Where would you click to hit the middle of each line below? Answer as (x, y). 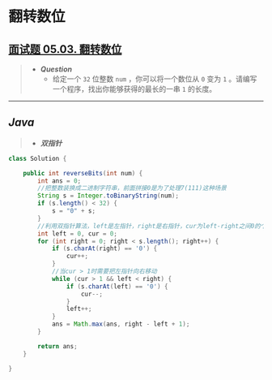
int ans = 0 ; (59, 181)
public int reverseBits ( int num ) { (83, 173)
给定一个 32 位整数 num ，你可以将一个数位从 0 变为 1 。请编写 (155, 79)
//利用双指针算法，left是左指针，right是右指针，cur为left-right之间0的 (149, 226)
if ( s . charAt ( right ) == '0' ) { (104, 248)
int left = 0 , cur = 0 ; (77, 233)
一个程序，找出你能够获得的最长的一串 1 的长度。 (134, 89)
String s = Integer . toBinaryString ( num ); (108, 196)
